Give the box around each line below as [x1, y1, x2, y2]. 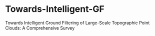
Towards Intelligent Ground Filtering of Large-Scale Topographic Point [5, 20, 150, 26]
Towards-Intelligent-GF [5, 3, 105, 15]
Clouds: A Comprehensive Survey [5, 25, 75, 31]
